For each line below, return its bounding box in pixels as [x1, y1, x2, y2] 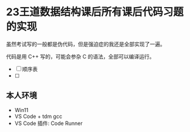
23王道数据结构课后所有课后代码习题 [6, 5, 184, 19]
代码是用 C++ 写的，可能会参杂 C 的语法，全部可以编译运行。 [6, 53, 155, 60]
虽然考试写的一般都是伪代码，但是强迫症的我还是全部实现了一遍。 [6, 40, 165, 48]
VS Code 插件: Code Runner [14, 120, 83, 127]
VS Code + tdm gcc [14, 113, 63, 120]
